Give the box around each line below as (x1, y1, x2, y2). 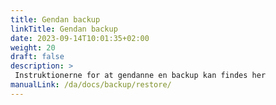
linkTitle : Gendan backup (10, 24, 118, 34)
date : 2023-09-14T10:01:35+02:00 (10, 33, 150, 43)
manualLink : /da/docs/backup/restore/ (10, 80, 172, 90)
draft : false (10, 52, 65, 62)
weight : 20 (10, 42, 56, 53)
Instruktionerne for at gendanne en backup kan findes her (14, 71, 267, 81)
